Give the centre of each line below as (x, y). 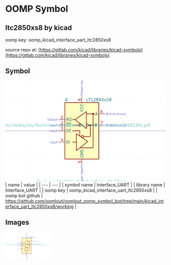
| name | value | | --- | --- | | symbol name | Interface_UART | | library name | (85, 184)
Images (17, 222)
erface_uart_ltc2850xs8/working (39, 206)
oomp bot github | (24, 195)
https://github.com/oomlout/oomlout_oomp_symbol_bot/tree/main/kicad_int (84, 201)
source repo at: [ (23, 50)
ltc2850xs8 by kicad (39, 28)
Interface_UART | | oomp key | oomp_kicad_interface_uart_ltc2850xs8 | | (81, 190)
